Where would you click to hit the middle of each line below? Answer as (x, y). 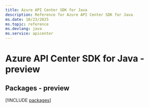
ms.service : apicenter (29, 33)
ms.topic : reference (27, 24)
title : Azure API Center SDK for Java (46, 10)
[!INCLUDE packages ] (28, 100)
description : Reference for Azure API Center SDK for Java (69, 15)
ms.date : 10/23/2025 (27, 19)
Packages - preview (37, 88)
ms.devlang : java (24, 29)
